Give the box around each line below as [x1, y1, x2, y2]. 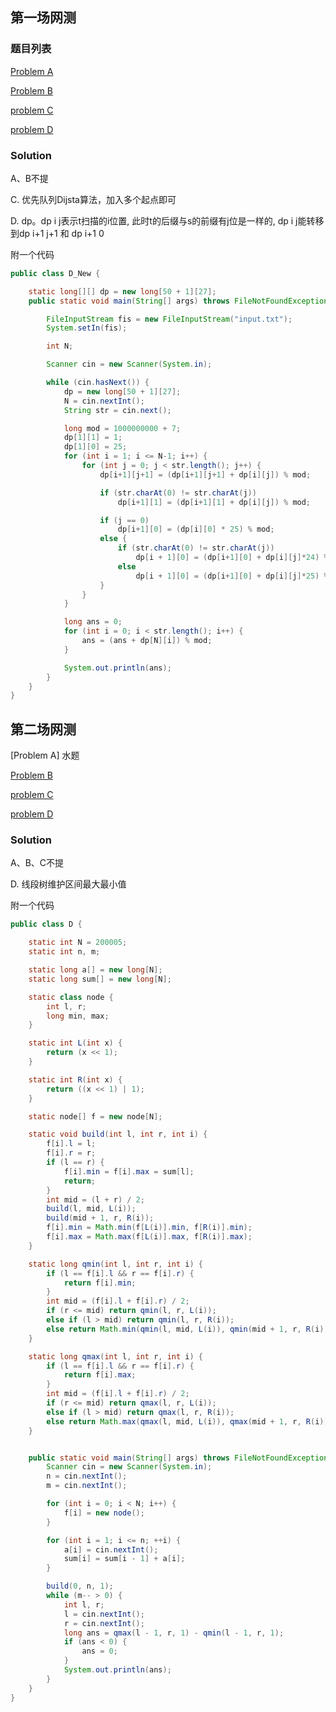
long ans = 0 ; [63, 617, 123, 627]
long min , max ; [46, 1011, 110, 1021]
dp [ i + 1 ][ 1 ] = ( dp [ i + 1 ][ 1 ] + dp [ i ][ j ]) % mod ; [117, 497, 312, 507]
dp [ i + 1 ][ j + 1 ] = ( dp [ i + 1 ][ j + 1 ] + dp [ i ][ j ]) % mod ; [99, 469, 312, 480]
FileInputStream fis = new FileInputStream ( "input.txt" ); [46, 314, 293, 324]
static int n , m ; [28, 947, 101, 957]
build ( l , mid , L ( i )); [46, 1204, 137, 1214]
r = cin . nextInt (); [63, 1618, 145, 1628]
